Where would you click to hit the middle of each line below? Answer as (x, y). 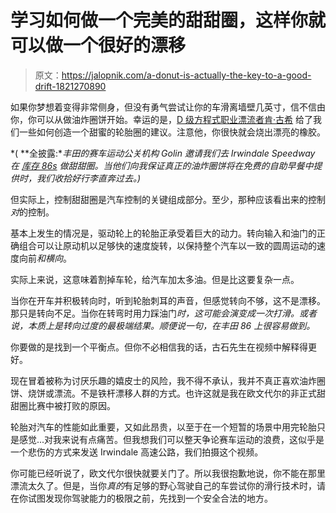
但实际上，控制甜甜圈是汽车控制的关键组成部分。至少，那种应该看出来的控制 (168, 199)
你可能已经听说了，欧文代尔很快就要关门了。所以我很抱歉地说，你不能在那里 (168, 473)
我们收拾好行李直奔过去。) (89, 178)
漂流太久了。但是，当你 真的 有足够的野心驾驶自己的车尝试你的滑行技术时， (163, 485)
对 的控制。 (32, 212)
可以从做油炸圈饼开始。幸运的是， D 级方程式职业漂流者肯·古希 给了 (175, 119)
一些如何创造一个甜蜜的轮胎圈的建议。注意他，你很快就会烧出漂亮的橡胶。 (172, 132)
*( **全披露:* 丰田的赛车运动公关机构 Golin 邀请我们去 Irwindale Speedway (163, 153)
